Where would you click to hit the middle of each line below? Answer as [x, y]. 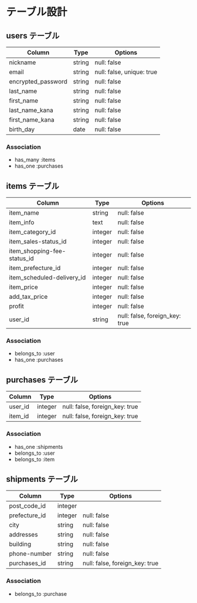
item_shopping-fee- [38, 251]
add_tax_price [28, 296]
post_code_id [27, 506]
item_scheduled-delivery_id [47, 278]
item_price [23, 287]
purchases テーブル [42, 380]
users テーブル [33, 36]
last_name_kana [31, 110]
